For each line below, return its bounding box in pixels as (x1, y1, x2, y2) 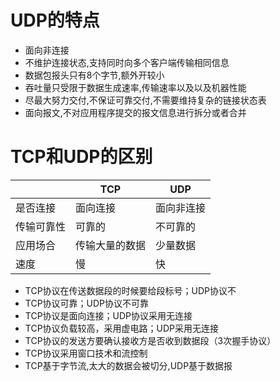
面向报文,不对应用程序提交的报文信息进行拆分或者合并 (24, 106, 247, 118)
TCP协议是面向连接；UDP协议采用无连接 (24, 309, 193, 321)
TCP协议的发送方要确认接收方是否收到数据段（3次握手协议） (24, 334, 277, 346)
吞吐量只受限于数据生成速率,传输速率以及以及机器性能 (24, 81, 247, 93)
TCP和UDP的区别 (10, 146, 153, 168)
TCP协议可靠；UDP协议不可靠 (24, 297, 150, 309)
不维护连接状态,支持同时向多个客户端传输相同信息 (24, 56, 230, 68)
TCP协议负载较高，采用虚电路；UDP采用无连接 (24, 322, 220, 334)
